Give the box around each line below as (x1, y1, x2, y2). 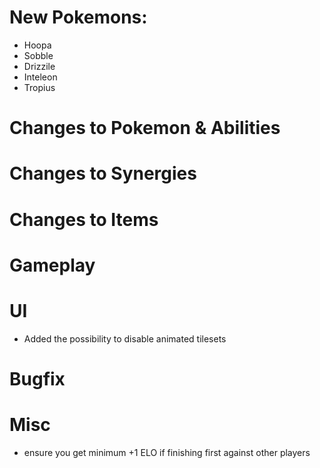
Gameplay (9, 254, 96, 276)
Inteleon (23, 71, 58, 83)
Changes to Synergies (9, 162, 197, 185)
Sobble (23, 49, 54, 61)
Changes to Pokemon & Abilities (9, 117, 281, 140)
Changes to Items (9, 208, 159, 231)
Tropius (23, 81, 56, 93)
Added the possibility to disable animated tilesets (23, 332, 227, 345)
